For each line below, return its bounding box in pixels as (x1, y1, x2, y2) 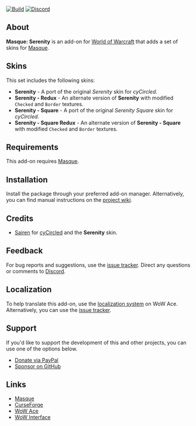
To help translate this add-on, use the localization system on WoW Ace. (6, 300, 178, 307)
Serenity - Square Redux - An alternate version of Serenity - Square (14, 119, 181, 126)
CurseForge (14, 401, 44, 408)
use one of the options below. (6, 345, 78, 352)
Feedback (6, 246, 43, 256)
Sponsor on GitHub (14, 363, 61, 370)
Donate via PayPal (14, 356, 59, 363)
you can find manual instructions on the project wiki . (6, 197, 133, 204)
